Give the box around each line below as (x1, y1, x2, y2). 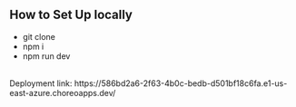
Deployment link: (9, 77, 73, 89)
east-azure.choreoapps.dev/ (9, 87, 116, 98)
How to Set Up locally (9, 7, 133, 23)
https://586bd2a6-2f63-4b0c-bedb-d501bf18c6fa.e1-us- (74, 77, 288, 89)
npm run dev (22, 50, 71, 62)
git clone (22, 31, 56, 42)
